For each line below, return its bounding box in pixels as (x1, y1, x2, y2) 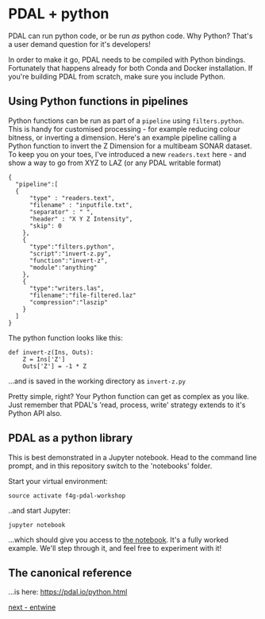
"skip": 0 (29, 221, 62, 230)
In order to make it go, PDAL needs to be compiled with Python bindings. (8, 55, 246, 64)
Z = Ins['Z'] (22, 355, 66, 363)
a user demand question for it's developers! (8, 39, 151, 48)
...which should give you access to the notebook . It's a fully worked (8, 535, 229, 544)
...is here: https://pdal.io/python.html (8, 587, 128, 597)
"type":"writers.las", (29, 284, 105, 292)
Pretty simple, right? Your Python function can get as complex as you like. (8, 391, 250, 401)
